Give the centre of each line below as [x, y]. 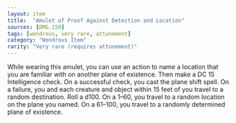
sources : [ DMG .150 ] [36, 27]
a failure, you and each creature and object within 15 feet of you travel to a [116, 89]
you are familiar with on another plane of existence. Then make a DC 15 [111, 74]
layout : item [26, 14]
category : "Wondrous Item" [47, 40]
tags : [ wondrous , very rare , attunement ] [69, 34]
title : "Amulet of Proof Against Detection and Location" [96, 20]
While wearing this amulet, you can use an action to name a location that [113, 67]
